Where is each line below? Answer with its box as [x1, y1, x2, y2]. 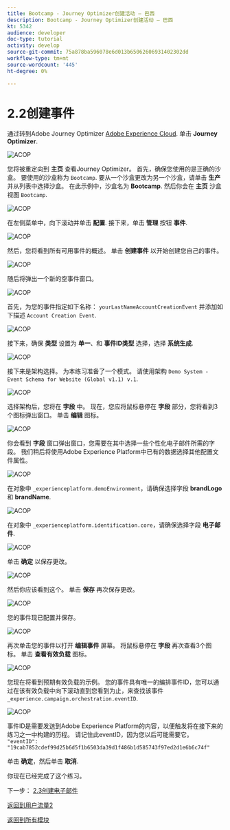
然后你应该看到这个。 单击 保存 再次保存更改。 [7, 585, 139, 594]
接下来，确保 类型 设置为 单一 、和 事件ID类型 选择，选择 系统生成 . [7, 339, 194, 348]
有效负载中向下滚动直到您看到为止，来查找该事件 [25, 687, 163, 695]
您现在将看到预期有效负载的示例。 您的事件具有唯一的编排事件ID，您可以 [7, 678, 214, 686]
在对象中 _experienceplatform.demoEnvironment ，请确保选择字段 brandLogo [7, 484, 222, 492]
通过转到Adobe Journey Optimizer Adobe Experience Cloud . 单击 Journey [7, 129, 218, 138]
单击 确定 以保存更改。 [7, 557, 71, 566]
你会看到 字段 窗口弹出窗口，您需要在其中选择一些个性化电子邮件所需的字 [7, 439, 215, 448]
